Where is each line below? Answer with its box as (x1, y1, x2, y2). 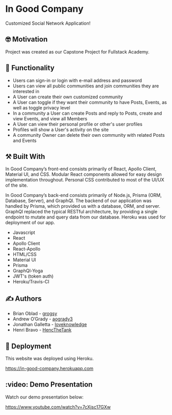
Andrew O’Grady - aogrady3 (12, 316, 73, 322)
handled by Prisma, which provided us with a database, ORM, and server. (5, 203, 161, 209)
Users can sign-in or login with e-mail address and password (12, 77, 142, 83)
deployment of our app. (5, 220, 55, 226)
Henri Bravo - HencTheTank (12, 327, 72, 333)
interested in (12, 88, 40, 94)
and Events (12, 137, 37, 143)
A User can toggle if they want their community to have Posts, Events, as (12, 99, 167, 105)
